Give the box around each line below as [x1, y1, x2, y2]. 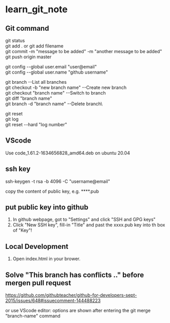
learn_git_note [5, 4, 68, 15]
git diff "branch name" [5, 96, 52, 101]
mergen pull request [5, 279, 72, 287]
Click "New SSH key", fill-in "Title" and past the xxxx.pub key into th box [12, 222, 165, 228]
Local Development [5, 242, 69, 251]
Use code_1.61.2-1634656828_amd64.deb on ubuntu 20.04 [5, 150, 131, 156]
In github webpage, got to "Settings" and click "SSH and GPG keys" [12, 216, 156, 223]
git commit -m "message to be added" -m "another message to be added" [5, 49, 162, 54]
